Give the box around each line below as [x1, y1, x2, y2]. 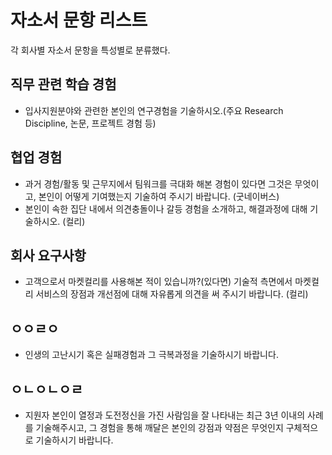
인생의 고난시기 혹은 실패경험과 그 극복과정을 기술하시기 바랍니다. [24, 349, 279, 361]
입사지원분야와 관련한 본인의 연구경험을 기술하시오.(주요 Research [24, 104, 284, 116]
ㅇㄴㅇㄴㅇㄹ [10, 381, 83, 398]
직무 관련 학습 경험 [10, 76, 117, 93]
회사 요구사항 [10, 247, 87, 264]
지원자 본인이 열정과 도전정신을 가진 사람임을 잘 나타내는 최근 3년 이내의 [24, 409, 306, 421]
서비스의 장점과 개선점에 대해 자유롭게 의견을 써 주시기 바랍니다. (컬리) [35, 288, 309, 300]
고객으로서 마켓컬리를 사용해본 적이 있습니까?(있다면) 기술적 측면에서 [24, 276, 293, 288]
